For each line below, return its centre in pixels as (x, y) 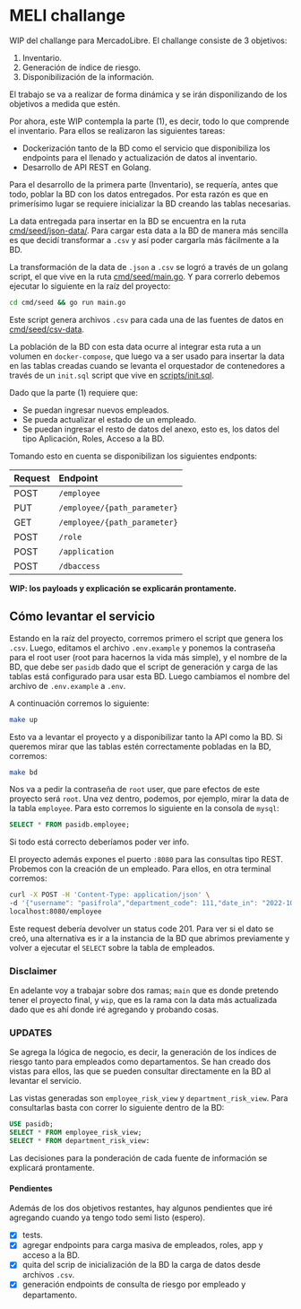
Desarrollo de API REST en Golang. (86, 167)
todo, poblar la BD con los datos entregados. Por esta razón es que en (139, 194)
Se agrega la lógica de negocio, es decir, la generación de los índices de (143, 1052)
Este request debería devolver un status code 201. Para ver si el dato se (142, 929)
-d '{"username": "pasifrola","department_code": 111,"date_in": (133, 903)
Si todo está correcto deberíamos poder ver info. (99, 842)
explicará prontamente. (52, 1168)
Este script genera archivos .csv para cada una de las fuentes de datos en (146, 319)
